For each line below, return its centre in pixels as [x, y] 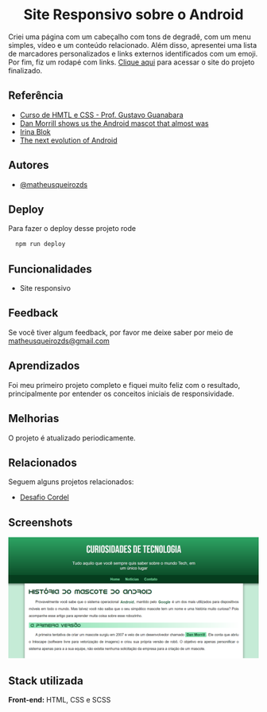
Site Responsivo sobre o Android [133, 15]
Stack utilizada [46, 681]
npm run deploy [41, 245]
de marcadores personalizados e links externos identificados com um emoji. [133, 53]
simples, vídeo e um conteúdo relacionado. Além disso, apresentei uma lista [133, 45]
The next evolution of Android [68, 140]
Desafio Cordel [44, 497]
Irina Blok [35, 131]
